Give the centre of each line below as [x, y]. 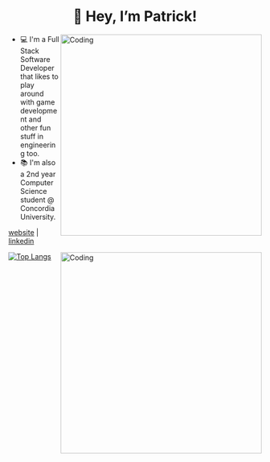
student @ [37, 200]
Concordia [37, 208]
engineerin [38, 145]
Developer [37, 68]
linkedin [21, 241]
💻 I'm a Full [39, 39]
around [32, 93]
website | [23, 232]
